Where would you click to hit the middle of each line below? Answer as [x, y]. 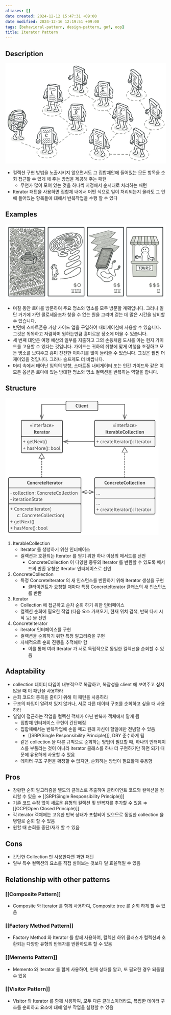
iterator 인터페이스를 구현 [46, 629]
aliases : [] [18, 11]
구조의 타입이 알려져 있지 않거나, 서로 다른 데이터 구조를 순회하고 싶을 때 [84, 703]
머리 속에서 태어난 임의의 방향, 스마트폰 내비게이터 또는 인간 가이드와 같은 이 [88, 366]
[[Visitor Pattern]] [28, 989]
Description [24, 54]
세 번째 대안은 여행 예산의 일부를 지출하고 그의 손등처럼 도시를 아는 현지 [83, 340]
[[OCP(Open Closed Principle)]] [46, 809]
